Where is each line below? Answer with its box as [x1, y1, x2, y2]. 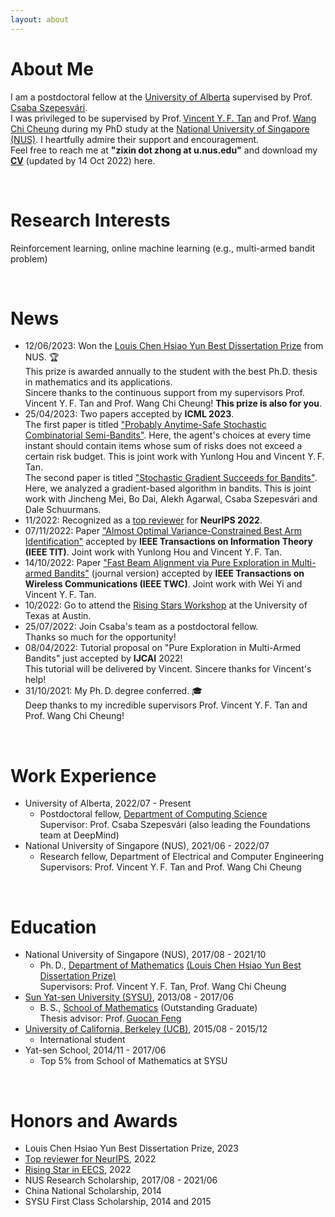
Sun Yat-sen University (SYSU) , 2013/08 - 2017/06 [24, 991, 234, 1003]
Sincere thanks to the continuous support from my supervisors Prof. [24, 387, 305, 399]
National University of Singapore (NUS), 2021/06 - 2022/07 [24, 840, 270, 852]
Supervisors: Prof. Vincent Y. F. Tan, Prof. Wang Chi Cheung [39, 981, 287, 993]
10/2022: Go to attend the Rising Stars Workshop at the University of [24, 599, 308, 611]
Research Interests [10, 209, 171, 231]
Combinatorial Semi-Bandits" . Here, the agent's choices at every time [24, 429, 312, 441]
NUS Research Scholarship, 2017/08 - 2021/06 [24, 1174, 218, 1186]
